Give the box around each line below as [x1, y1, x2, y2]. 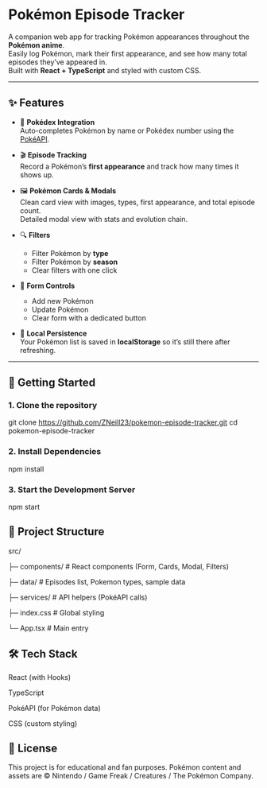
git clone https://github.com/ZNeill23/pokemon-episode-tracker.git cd [8, 417, 238, 427]
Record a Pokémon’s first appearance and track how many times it [19, 161, 240, 171]
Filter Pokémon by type [31, 248, 109, 258]
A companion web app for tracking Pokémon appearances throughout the [8, 32, 250, 41]
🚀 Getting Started [8, 376, 96, 390]
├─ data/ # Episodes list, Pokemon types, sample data [8, 576, 186, 586]
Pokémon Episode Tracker [8, 6, 185, 24]
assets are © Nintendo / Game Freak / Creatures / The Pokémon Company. [8, 771, 254, 781]
